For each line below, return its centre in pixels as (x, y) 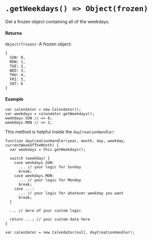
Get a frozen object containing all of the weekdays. (57, 21)
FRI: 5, (18, 79)
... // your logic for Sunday (50, 167)
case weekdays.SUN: (34, 163)
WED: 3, (18, 71)
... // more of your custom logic (45, 211)
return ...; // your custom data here (50, 220)
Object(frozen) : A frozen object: (39, 44)
